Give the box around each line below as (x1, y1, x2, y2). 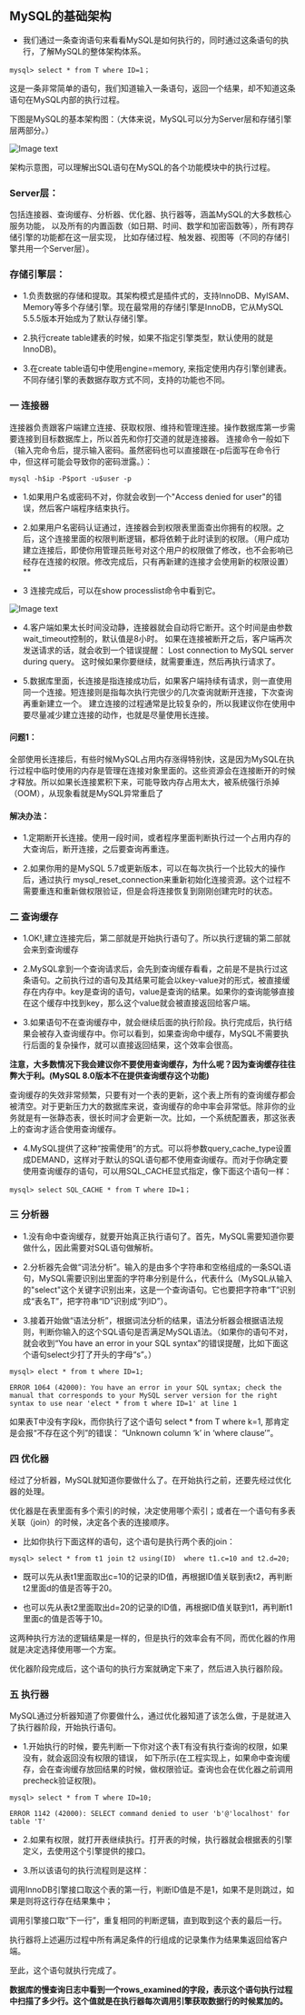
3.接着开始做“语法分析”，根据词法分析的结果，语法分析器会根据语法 (22, 1314, 276, 1325)
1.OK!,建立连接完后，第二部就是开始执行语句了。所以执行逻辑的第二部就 (22, 933, 291, 943)
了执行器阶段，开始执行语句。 (9, 1721, 121, 1733)
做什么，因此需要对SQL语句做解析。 (22, 1242, 159, 1252)
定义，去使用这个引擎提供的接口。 (22, 1846, 151, 1857)
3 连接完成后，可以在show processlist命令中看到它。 (22, 584, 221, 595)
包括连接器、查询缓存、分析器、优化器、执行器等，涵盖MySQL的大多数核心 (9, 209, 292, 220)
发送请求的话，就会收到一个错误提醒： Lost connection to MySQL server (22, 644, 294, 655)
